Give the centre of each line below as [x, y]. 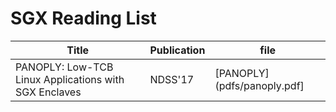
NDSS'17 [172, 79]
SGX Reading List [83, 18]
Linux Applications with [70, 79]
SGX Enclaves [48, 92]
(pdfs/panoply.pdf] [259, 85]
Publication [177, 50]
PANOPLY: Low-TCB [64, 67]
